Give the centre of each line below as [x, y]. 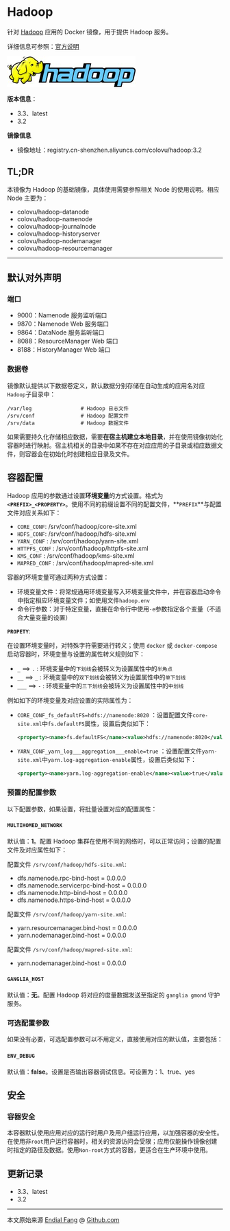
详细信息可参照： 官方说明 [43, 46]
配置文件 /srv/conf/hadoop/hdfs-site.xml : [67, 864]
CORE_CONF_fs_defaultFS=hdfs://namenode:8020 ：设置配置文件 [105, 714]
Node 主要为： [28, 198]
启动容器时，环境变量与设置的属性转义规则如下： [76, 654]
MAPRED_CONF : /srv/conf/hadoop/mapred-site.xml [85, 563]
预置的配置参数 [32, 793]
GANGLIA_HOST [26, 980]
